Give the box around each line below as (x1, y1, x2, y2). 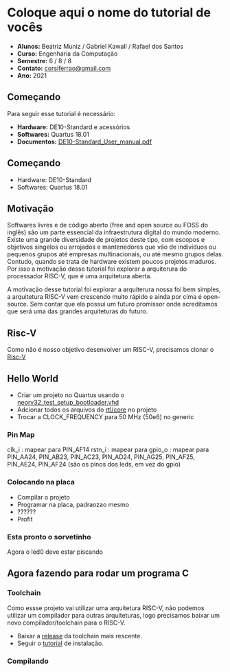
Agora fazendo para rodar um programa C (7, 568, 189, 579)
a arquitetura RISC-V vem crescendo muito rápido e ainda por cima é (7, 293, 203, 301)
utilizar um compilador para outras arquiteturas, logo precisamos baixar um (7, 611, 220, 619)
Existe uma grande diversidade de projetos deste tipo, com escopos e (7, 236, 205, 244)
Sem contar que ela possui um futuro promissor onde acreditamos (30, 300, 218, 309)
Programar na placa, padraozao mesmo (16, 500, 129, 508)
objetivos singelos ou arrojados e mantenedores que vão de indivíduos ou (7, 243, 216, 251)
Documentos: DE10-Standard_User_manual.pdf (16, 137, 152, 146)
